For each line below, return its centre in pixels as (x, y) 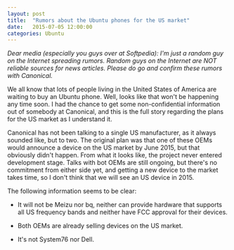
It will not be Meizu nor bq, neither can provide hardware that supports (120, 205)
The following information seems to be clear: (72, 191)
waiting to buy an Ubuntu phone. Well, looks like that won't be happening (113, 97)
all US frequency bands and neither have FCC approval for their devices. (123, 212)
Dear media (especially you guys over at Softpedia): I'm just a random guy (115, 53)
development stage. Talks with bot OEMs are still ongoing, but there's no (112, 163)
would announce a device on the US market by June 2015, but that (104, 147)
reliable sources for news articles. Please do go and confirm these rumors (115, 68)
